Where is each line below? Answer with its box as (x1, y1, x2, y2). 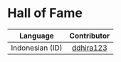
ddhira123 (72, 43, 108, 53)
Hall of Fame (7, 5, 83, 21)
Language (19, 31, 55, 41)
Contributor (69, 31, 110, 41)
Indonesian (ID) (11, 43, 63, 53)
